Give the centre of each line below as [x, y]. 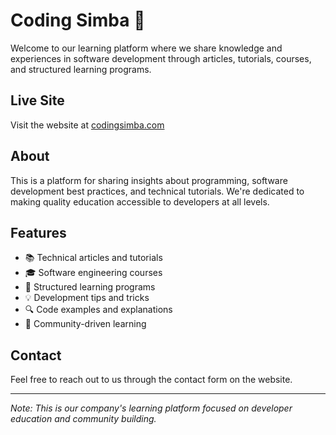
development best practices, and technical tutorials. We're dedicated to [157, 191]
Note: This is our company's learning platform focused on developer [151, 408]
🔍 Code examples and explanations [98, 310]
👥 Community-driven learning [85, 324]
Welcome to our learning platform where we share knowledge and [146, 48]
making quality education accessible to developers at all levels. [140, 201]
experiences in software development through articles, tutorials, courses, [161, 58]
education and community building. [83, 419]
